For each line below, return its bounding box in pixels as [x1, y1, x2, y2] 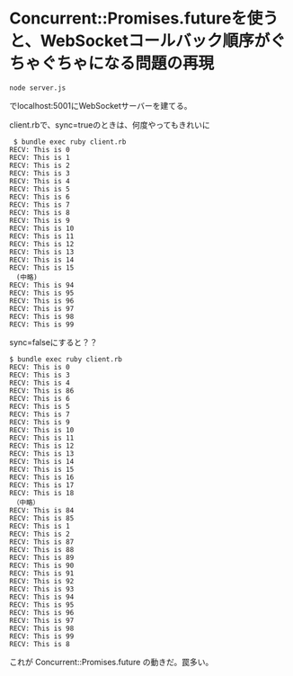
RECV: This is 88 [9, 545, 75, 554]
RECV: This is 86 [9, 386, 75, 396]
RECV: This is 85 [9, 513, 75, 522]
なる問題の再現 [103, 53, 215, 74]
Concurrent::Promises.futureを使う [9, 8, 279, 29]
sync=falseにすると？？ [9, 336, 98, 347]
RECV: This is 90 [9, 561, 75, 570]
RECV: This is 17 [9, 480, 75, 490]
